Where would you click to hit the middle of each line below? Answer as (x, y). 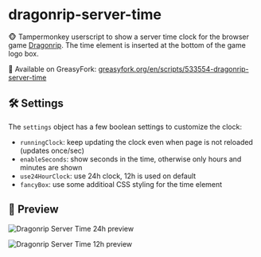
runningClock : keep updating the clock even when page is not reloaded (136, 142)
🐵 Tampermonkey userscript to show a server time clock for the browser (129, 37)
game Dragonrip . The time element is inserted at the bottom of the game (127, 45)
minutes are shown (51, 167)
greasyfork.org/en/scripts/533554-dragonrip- (173, 68)
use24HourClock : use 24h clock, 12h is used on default (108, 176)
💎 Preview (33, 210)
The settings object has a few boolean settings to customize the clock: (125, 127)
